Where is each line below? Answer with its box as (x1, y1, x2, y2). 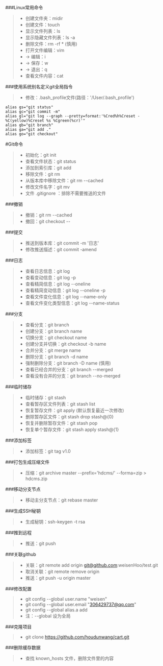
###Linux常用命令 (5, 5, 43, 10)
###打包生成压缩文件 (5, 459, 50, 465)
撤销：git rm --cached (25, 212, 72, 218)
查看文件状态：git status (25, 158, 76, 164)
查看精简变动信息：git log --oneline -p (25, 288, 106, 293)
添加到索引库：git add (25, 165, 72, 171)
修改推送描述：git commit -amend (25, 247, 97, 252)
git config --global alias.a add (25, 607, 88, 613)
